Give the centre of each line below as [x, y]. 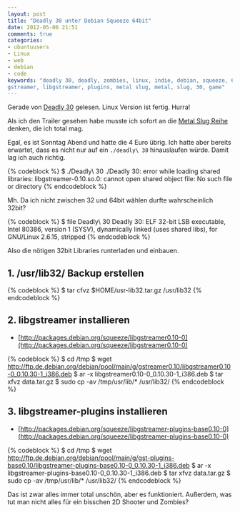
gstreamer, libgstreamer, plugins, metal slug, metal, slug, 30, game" [116, 87]
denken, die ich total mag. [45, 128]
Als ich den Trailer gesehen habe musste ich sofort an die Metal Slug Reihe [118, 121]
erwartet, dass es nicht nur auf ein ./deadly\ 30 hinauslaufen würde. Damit [118, 150]
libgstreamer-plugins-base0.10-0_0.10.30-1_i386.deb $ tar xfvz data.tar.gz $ [119, 473]
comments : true [30, 34]
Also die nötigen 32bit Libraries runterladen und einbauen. [93, 251]
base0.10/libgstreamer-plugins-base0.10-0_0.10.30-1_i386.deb [99, 465]
